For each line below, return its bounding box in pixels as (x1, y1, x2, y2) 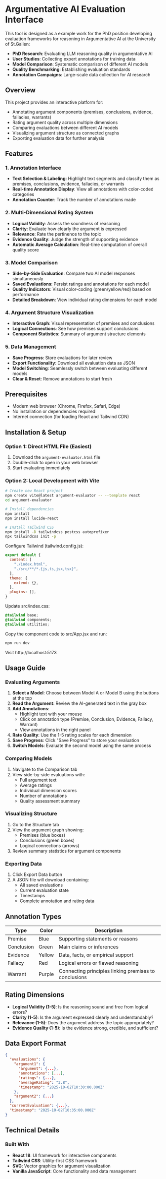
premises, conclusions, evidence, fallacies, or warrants (12, 181, 124, 187)
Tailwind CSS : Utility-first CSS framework (12, 1157, 97, 1164)
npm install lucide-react (5, 516, 58, 521)
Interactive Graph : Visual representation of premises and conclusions (12, 320, 155, 326)
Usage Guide (5, 664, 46, 672)
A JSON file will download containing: (12, 877, 89, 883)
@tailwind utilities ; (5, 621, 50, 627)
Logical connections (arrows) (19, 842, 80, 849)
